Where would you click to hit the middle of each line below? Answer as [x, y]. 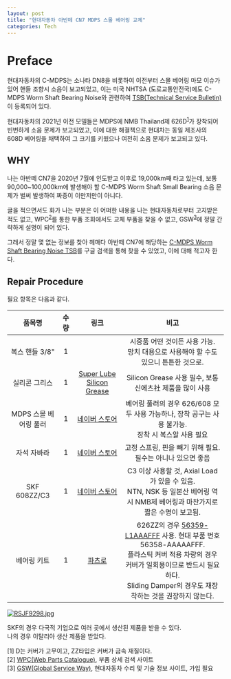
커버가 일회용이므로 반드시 [165, 565]
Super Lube [97, 374]
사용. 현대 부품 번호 [190, 535]
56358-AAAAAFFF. [173, 544]
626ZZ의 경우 [158, 525]
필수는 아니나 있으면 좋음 [173, 458]
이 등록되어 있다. [29, 106]
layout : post [26, 13]
